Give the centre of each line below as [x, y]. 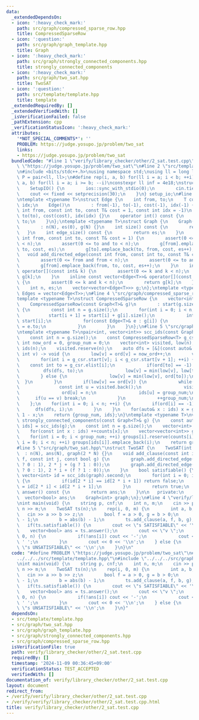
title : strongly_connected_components [65, 67]
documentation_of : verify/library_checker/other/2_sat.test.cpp [87, 680]
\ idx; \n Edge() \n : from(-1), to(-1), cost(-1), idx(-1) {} [107, 205]
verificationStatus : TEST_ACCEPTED [55, 669]
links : [25, 150]
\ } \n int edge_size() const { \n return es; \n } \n [100, 232]
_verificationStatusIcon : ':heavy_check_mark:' [71, 128]
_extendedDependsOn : [37, 17]
